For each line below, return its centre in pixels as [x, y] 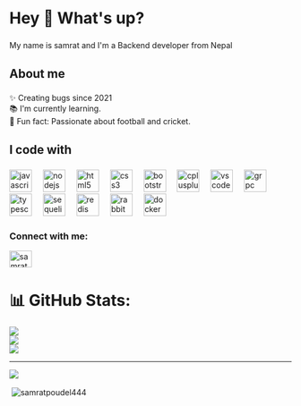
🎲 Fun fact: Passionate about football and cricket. [100, 122]
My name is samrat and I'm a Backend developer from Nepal [121, 46]
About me [37, 74]
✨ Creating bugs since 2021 [61, 98]
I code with [41, 150]
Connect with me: [49, 236]
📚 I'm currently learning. [55, 109]
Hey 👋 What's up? [77, 18]
